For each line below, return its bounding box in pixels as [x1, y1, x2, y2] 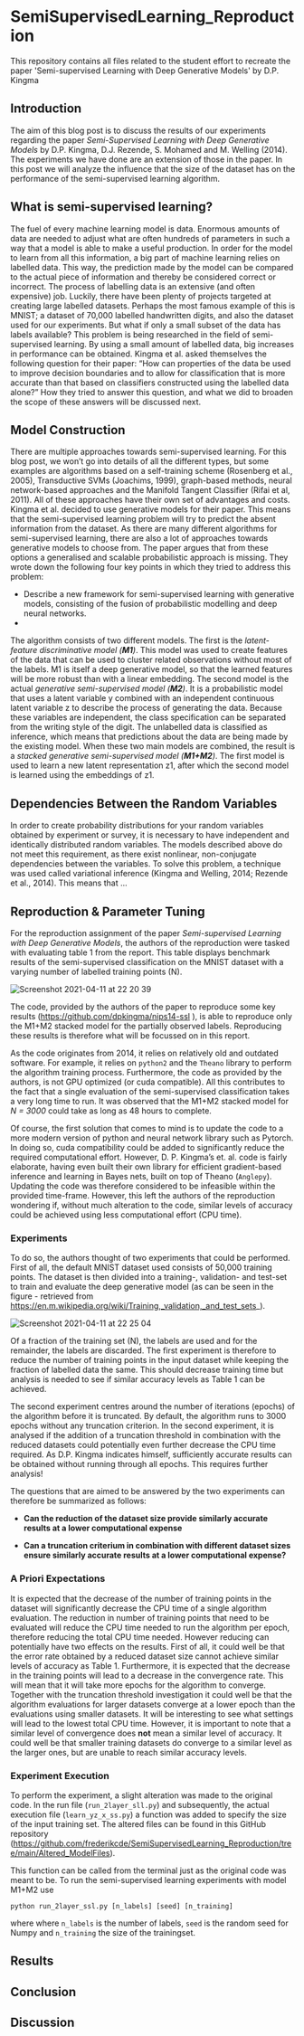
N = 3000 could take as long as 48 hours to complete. [10, 1105, 212, 1116]
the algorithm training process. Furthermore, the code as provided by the [10, 1067, 282, 1077]
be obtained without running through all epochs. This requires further [10, 1459, 269, 1470]
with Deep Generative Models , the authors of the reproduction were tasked [10, 938, 290, 948]
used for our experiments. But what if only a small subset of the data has [10, 319, 281, 330]
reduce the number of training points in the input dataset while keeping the [10, 1355, 290, 1366]
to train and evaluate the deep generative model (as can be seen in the [10, 1282, 274, 1293]
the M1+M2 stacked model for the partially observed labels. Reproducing [10, 1020, 282, 1031]
